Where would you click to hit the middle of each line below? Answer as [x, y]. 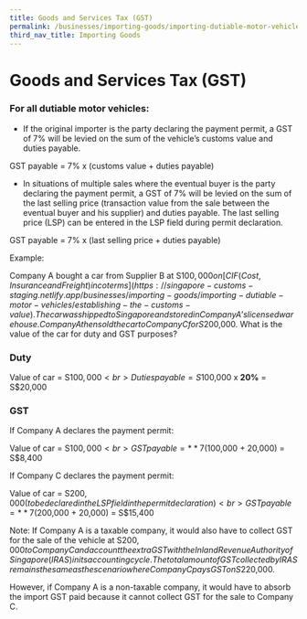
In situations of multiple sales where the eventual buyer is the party [149, 183]
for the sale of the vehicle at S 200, [74, 540]
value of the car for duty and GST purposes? [94, 334]
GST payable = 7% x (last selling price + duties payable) [115, 240]
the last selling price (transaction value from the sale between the [146, 203]
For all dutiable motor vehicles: [79, 109]
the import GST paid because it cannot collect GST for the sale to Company [152, 597]
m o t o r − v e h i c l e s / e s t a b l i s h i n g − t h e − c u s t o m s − [100, 304]
